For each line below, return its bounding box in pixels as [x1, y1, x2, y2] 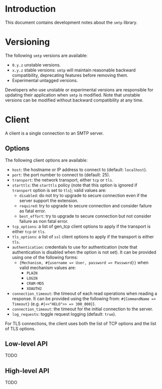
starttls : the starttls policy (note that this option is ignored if [12, 182, 137, 188]
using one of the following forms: [12, 254, 78, 260]
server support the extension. [19, 198, 78, 203]
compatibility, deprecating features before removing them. [12, 72, 129, 78]
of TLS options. [5, 325, 36, 331]
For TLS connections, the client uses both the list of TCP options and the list [5, 321, 157, 326]
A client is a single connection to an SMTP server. [5, 130, 104, 136]
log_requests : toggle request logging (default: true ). [12, 311, 117, 317]
